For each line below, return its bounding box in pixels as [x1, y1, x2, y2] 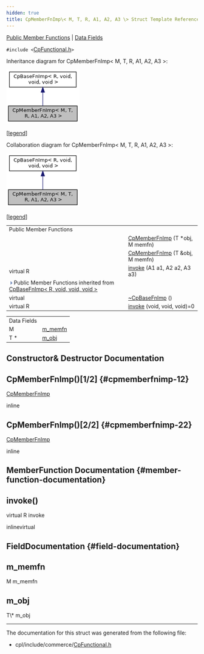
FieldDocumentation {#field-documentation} [6, 541, 180, 551]
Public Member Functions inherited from [13, 279, 114, 286]
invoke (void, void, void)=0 [127, 302, 195, 310]
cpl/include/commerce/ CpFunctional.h [15, 641, 112, 649]
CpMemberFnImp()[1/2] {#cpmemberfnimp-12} [6, 374, 189, 384]
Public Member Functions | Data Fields [6, 33, 103, 41]
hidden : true [6, 10, 39, 16]
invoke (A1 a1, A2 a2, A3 [127, 264, 191, 271]
